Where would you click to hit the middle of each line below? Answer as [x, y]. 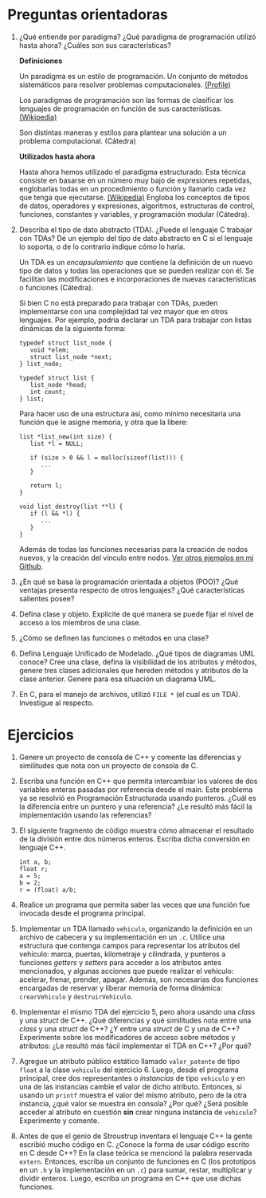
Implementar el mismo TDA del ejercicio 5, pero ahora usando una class [137, 1011]
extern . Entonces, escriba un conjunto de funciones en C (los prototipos [137, 1161]
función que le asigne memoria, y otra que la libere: [104, 422]
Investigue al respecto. [57, 703]
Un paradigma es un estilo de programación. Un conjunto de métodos [133, 76]
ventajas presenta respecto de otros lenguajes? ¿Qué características [131, 590]
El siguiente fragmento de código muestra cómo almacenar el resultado [136, 830]
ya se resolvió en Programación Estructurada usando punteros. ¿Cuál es [137, 798]
